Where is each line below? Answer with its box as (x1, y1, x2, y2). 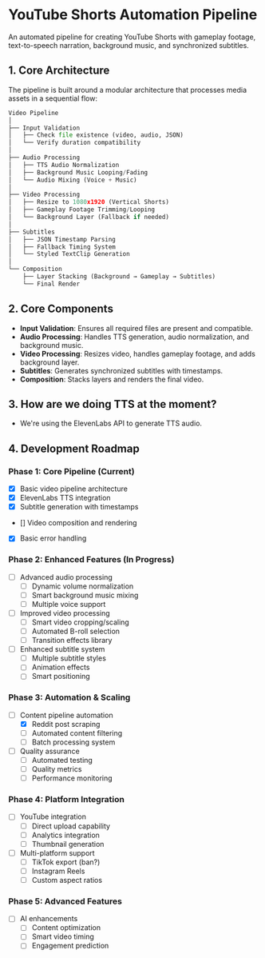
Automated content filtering (31, 728, 123, 737)
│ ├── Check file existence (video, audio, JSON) (8, 131, 184, 139)
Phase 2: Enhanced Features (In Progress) (8, 554, 175, 565)
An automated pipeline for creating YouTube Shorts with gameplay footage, (8, 32, 256, 42)
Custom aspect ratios (31, 875, 102, 884)
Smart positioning (31, 672, 90, 681)
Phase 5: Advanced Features (8, 896, 122, 907)
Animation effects (31, 662, 90, 673)
